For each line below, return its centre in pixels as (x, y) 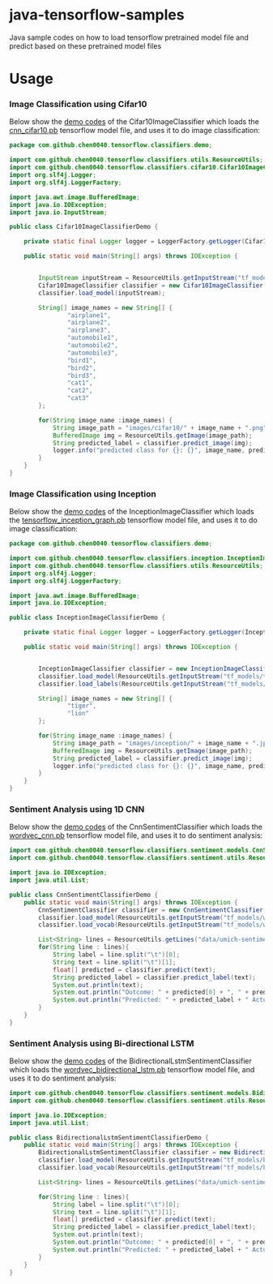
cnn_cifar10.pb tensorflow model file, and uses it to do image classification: (135, 131)
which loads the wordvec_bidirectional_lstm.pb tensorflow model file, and (132, 1070)
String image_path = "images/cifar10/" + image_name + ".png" (160, 427)
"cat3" (78, 398)
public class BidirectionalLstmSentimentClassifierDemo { (109, 1137)
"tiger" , (81, 706)
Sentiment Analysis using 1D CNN (77, 809)
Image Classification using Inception (83, 494)
